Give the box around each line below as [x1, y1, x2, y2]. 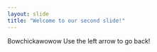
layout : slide [7, 10, 50, 18]
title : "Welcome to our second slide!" [7, 17, 126, 24]
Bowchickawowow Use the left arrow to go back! [7, 36, 151, 45]
